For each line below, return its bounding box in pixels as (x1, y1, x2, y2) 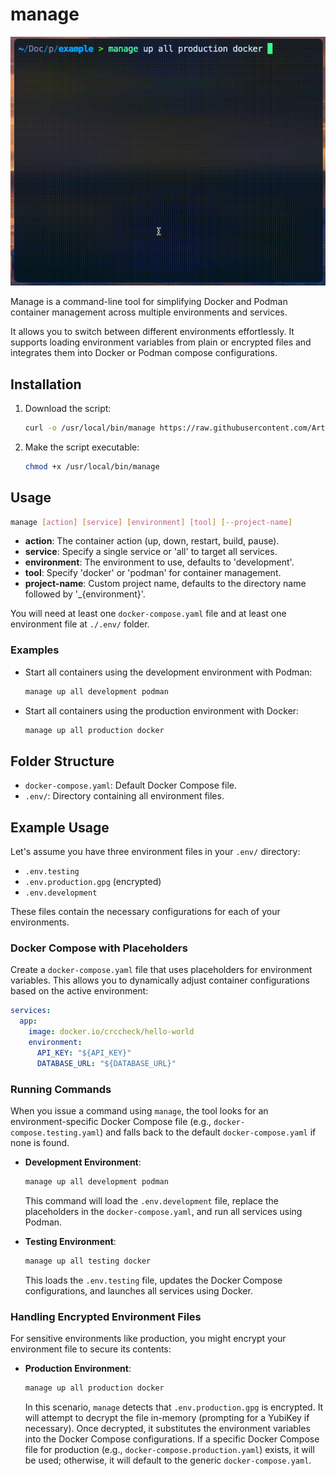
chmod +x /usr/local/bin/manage (24, 461, 160, 472)
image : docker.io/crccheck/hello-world (28, 1027, 195, 1037)
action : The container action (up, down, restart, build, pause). (24, 535, 280, 547)
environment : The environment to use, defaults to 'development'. (24, 556, 295, 568)
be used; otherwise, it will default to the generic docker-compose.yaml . (24, 1454, 312, 1466)
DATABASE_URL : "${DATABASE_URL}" (36, 1058, 177, 1068)
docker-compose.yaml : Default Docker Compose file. (24, 779, 238, 792)
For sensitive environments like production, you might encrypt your (10, 1333, 287, 1345)
